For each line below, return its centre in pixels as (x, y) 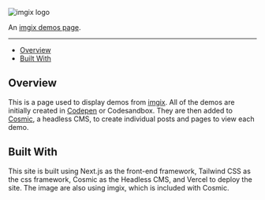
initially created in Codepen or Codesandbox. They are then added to (120, 110)
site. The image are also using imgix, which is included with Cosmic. (119, 187)
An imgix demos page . (45, 27)
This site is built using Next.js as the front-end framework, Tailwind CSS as (129, 171)
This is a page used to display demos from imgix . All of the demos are (121, 102)
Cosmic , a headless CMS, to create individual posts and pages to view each (131, 119)
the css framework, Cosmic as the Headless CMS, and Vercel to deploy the (130, 179)
